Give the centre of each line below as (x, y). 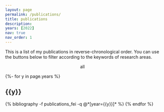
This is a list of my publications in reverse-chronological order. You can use (82, 52)
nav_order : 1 (19, 38)
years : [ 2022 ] (20, 28)
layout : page (19, 10)
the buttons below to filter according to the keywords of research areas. (79, 57)
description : (19, 24)
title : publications (27, 19)
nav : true (15, 33)
